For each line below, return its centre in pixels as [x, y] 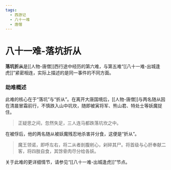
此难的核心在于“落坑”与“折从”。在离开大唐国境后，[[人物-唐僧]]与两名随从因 [85, 99]
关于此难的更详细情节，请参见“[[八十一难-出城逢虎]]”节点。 [68, 162]
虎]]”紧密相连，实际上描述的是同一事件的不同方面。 [60, 73]
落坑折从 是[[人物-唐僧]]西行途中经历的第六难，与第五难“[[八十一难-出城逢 [83, 67]
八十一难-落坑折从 [44, 51]
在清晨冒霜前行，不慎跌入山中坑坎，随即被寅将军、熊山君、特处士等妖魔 [81, 106]
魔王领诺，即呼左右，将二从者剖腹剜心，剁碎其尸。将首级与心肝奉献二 [92, 145]
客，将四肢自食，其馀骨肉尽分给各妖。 [58, 151]
